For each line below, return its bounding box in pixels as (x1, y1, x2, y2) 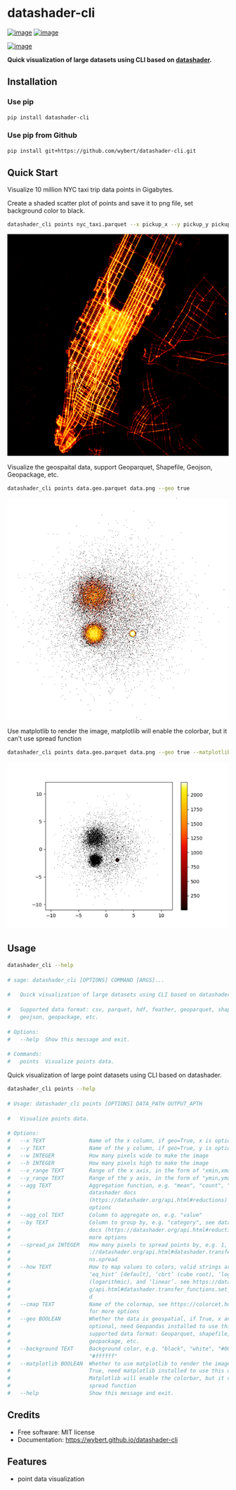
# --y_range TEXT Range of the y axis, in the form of (7, 1174, 199, 1182)
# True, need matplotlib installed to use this (7, 1368, 225, 1375)
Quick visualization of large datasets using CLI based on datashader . (7, 55, 212, 64)
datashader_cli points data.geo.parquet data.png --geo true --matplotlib (7, 749, 231, 756)
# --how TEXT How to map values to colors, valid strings (7, 1263, 221, 1271)
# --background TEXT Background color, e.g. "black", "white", (7, 1345, 216, 1352)
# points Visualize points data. (7, 1058, 114, 1066)
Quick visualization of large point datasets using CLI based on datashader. (7, 1071, 223, 1080)
